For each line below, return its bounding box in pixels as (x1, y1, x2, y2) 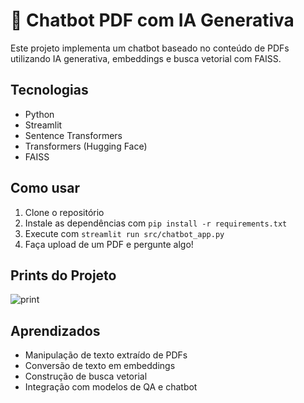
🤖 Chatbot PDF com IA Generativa (10, 9, 295, 32)
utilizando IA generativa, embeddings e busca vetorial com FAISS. (10, 52, 282, 64)
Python (24, 108, 55, 120)
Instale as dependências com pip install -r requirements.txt (24, 217, 288, 229)
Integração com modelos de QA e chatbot (24, 381, 198, 393)
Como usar (10, 180, 81, 197)
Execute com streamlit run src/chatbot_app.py (24, 227, 225, 239)
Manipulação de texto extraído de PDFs (24, 349, 188, 361)
